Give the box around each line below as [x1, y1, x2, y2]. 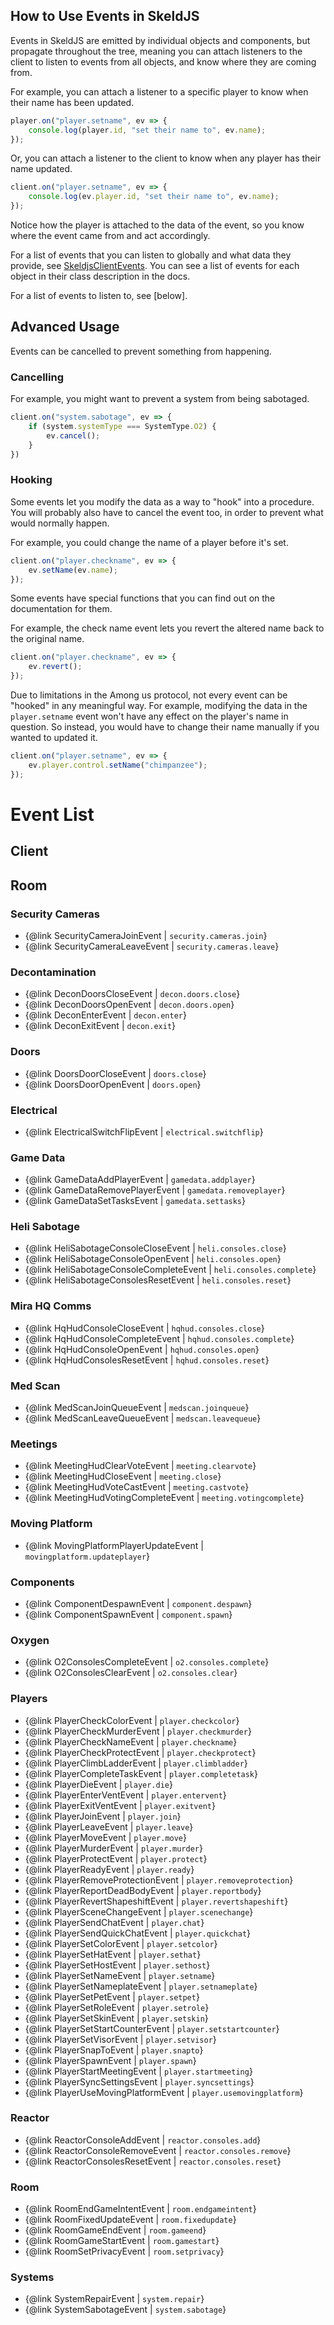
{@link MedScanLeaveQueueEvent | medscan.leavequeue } [24, 1412, 262, 1424]
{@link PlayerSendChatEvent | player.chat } [24, 1916, 205, 1928]
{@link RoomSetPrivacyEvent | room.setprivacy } [24, 2245, 225, 2258]
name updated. [10, 163, 73, 175]
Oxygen [10, 1633, 50, 1647]
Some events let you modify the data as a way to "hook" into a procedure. [10, 495, 315, 508]
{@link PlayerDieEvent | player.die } [24, 1778, 173, 1790]
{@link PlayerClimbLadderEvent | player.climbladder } [24, 1757, 248, 1769]
